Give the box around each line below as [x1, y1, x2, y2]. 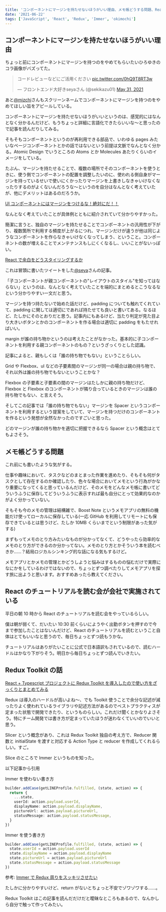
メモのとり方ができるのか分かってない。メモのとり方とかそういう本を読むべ [5, 542, 161, 548]
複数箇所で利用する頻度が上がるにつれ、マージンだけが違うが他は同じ [13, 228, 157, 234]
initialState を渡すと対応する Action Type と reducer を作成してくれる [14, 738, 156, 744]
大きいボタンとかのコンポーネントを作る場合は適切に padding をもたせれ [9, 319, 159, 325]
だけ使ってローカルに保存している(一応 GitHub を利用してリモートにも [9, 513, 153, 519]
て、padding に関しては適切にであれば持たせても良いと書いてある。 [5, 307, 143, 313]
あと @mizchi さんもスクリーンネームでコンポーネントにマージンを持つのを [5, 97, 157, 103]
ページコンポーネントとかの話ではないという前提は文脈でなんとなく [13, 143, 152, 149]
